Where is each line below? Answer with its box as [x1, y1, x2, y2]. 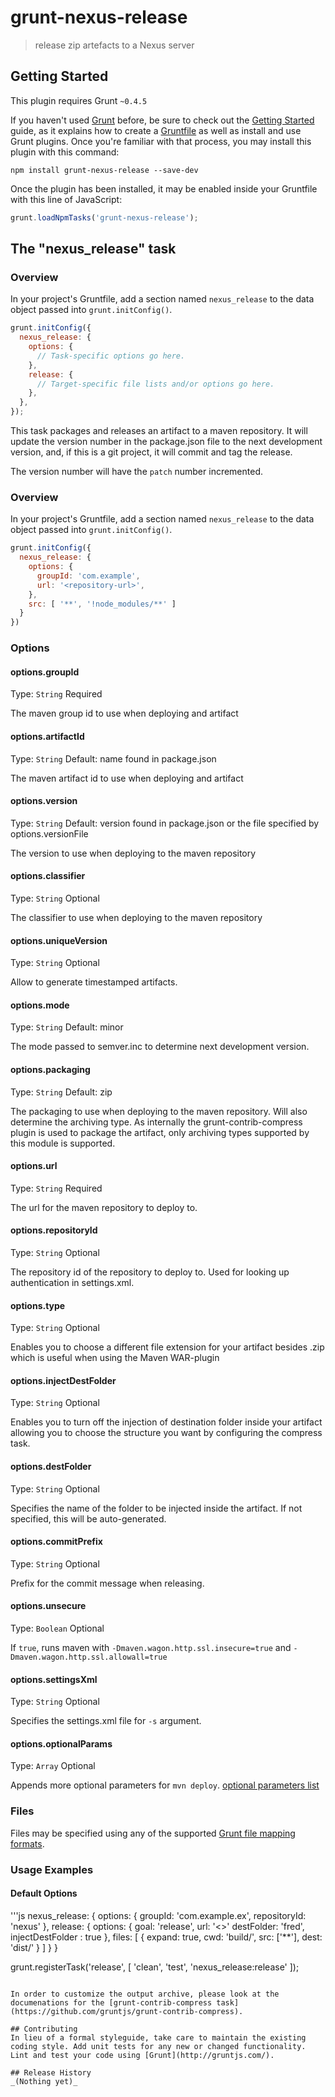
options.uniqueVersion [10, 934, 108, 946]
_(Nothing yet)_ [10, 2076, 78, 2086]
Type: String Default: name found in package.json [10, 752, 217, 765]
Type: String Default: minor [10, 1021, 124, 1033]
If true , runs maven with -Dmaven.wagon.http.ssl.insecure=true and [10, 1642, 292, 1653]
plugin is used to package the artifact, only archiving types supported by [10, 1126, 310, 1138]
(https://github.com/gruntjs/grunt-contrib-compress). [10, 2006, 244, 2016]
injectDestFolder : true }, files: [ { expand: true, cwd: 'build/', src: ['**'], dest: [10, 1931, 323, 1943]
